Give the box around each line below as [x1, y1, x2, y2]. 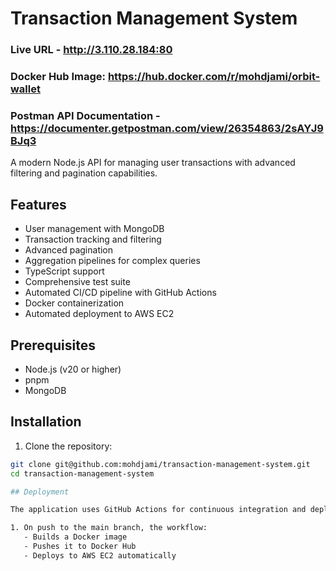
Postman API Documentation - [10, 108, 161, 122]
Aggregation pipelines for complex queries [24, 255, 201, 267]
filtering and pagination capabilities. [10, 167, 158, 179]
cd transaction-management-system [10, 468, 155, 479]
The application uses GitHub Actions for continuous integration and [10, 505, 307, 515]
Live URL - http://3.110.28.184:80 [10, 43, 173, 57]
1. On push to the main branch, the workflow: [10, 523, 208, 533]
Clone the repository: [24, 440, 113, 452]
